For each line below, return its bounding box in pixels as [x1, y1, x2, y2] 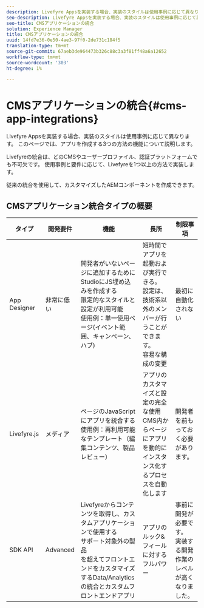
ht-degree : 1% [6, 65, 42, 72]
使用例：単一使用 [80, 314, 129, 322]
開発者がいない [80, 259, 123, 268]
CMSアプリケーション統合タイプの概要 [6, 201, 153, 211]
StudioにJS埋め [80, 277, 125, 286]
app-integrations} [6, 112, 99, 126]
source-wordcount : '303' [6, 59, 69, 66]
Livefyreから [80, 501, 117, 509]
